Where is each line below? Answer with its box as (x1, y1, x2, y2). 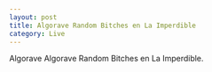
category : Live (9, 29, 66, 38)
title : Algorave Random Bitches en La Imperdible (9, 21, 197, 30)
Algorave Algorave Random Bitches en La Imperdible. (9, 54, 204, 64)
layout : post (9, 12, 58, 22)
